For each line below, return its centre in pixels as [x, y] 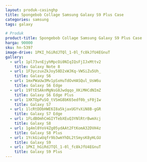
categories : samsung [27, 19]
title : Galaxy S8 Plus [38, 133]
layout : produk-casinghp [32, 10]
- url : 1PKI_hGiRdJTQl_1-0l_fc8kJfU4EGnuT [55, 147]
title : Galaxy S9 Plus [38, 152]
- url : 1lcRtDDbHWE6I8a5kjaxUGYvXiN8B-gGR [55, 109]
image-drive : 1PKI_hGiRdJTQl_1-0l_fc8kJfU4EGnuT [58, 52]
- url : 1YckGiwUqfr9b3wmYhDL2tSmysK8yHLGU [55, 138]
